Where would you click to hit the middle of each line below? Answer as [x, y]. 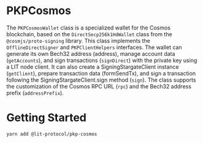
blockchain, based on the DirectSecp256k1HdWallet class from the [90, 34]
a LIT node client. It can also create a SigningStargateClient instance [93, 67]
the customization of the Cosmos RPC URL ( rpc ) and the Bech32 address [99, 86]
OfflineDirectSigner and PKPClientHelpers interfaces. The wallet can [94, 47]
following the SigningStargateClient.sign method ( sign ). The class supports [101, 80]
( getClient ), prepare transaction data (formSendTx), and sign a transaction [101, 73]
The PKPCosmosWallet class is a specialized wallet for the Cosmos [88, 28]
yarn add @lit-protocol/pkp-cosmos [52, 134]
